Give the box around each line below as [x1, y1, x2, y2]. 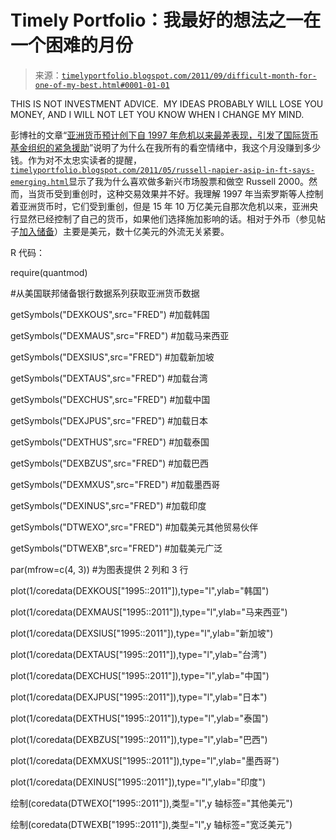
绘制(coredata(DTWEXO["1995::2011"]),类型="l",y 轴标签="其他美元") [10, 797, 293, 809]
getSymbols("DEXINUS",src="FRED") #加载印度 [10, 499, 207, 511]
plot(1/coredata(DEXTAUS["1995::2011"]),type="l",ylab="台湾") [10, 648, 268, 660]
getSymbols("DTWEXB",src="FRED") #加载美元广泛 [10, 542, 223, 554]
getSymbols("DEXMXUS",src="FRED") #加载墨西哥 [10, 478, 221, 490]
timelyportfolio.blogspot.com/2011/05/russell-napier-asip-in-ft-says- [10, 165, 315, 175]
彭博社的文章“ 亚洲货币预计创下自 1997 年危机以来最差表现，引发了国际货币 [10, 129, 319, 141]
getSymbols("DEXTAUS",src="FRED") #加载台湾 [10, 372, 208, 384]
